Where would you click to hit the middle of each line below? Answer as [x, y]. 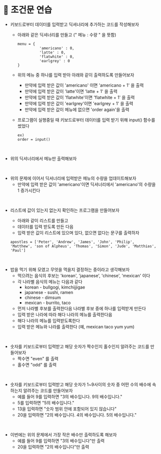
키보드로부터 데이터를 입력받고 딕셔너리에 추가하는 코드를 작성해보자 [74, 24]
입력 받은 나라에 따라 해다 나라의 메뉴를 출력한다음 [65, 314]
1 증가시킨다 [29, 190]
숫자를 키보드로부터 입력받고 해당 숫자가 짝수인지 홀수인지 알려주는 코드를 [80, 346]
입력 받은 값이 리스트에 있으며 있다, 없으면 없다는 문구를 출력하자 [78, 233]
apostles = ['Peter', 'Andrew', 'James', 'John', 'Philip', [72, 242]
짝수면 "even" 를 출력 [38, 359]
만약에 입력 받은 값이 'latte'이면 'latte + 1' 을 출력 [71, 91]
